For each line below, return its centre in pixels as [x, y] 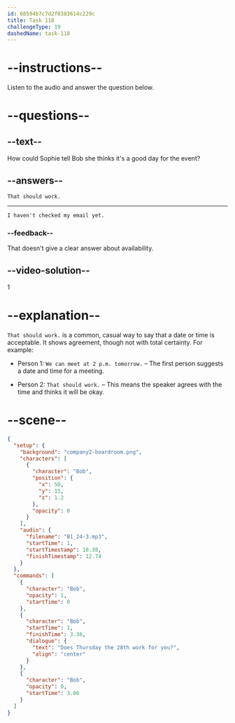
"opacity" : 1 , [47, 595]
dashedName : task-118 [39, 33]
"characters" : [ [44, 459]
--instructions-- [55, 68]
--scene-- [37, 420]
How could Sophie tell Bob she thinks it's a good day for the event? [104, 158]
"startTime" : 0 [48, 602]
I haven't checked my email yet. [56, 215]
